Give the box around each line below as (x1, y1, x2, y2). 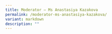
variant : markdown (5, 16, 44, 21)
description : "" (5, 21, 39, 26)
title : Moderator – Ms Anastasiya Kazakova (5, 7, 98, 12)
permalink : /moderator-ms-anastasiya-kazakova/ (5, 12, 107, 17)
